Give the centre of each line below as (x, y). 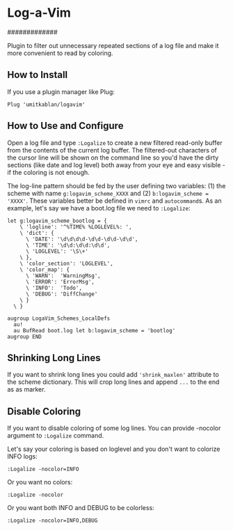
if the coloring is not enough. (49, 172)
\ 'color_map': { (45, 270)
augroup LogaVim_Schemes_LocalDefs (59, 318)
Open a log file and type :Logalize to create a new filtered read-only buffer (115, 143)
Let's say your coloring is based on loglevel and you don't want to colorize (114, 449)
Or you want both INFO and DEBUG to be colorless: (81, 508)
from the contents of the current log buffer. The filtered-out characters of (112, 150)
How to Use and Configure (65, 126)
